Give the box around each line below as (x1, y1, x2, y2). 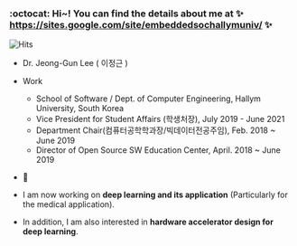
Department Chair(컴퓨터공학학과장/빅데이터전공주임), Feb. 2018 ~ (35, 125, 276, 136)
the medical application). (22, 199, 116, 210)
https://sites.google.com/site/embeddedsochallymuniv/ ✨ (9, 18, 273, 31)
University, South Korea (35, 103, 125, 114)
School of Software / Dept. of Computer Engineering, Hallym (35, 93, 262, 104)
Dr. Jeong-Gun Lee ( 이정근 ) (22, 58, 128, 69)
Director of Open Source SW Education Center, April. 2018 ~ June (35, 145, 282, 156)
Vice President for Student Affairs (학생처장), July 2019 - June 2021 (35, 114, 285, 125)
